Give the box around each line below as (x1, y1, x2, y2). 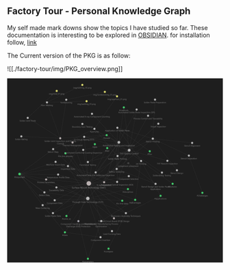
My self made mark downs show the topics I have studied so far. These (7, 23, 208, 31)
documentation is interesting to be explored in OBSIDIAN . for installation (7, 31, 210, 39)
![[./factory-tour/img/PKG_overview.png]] (7, 64, 123, 72)
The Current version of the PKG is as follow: (7, 51, 131, 59)
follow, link (7, 38, 38, 46)
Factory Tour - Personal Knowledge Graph (7, 5, 191, 17)
